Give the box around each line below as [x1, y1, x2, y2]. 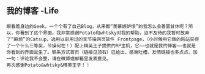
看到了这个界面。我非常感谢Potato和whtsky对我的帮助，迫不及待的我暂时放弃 [20, 30, 190, 36]
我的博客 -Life [6, 5, 59, 16]
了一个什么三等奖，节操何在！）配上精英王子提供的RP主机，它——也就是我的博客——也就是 [6, 42, 196, 49]
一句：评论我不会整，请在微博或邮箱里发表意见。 [6, 55, 111, 62]
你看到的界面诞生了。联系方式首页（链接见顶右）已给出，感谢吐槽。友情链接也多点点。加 [6, 49, 198, 55]
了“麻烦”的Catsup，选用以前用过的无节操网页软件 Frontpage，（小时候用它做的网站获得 [6, 36, 199, 42]
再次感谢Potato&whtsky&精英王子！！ [6, 62, 91, 68]
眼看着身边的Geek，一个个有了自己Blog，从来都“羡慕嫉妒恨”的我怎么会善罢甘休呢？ [6, 23, 188, 29]
